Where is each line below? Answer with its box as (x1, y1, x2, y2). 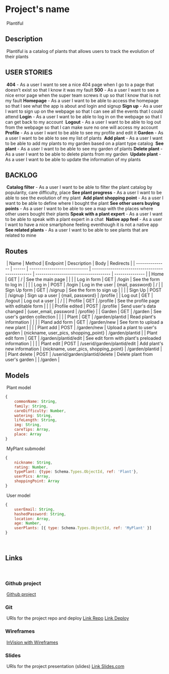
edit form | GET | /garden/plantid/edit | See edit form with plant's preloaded (5, 335, 161, 341)
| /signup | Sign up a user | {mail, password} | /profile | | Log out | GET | (5, 292, 153, 298)
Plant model (6, 385, 31, 391)
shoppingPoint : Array (14, 479, 59, 484)
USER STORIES (5, 68, 53, 77)
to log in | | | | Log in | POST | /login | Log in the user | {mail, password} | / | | (5, 282, 163, 288)
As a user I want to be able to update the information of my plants (5, 156, 141, 162)
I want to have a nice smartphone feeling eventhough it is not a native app (5, 221, 158, 228)
